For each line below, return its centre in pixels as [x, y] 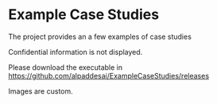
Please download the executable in [66, 67]
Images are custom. [41, 91]
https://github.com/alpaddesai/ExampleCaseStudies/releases [108, 75]
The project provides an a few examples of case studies [100, 37]
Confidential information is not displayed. [76, 52]
